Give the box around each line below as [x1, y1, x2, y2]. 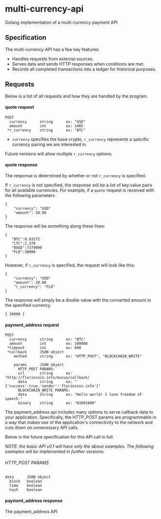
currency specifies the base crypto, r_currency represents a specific [12, 136, 149, 142]
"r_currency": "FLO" [14, 284, 55, 289]
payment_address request [5, 322, 59, 328]
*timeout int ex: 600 [7, 346, 81, 351]
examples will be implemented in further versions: [5, 449, 105, 454]
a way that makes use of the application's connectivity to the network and [5, 419, 153, 425]
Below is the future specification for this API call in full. [5, 434, 114, 440]
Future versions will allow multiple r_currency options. [5, 151, 113, 156]
